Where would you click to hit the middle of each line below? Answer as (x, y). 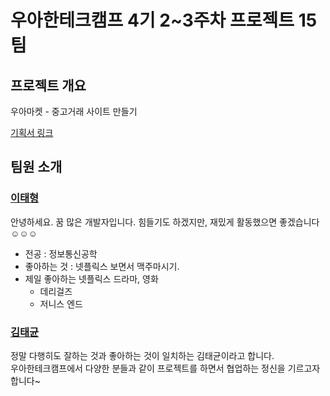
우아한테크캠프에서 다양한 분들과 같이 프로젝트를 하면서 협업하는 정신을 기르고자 (165, 368)
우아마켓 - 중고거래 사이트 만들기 (74, 111)
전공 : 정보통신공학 (61, 253)
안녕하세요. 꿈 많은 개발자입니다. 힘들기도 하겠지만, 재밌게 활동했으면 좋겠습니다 (165, 222)
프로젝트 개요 (48, 85)
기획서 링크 (32, 132)
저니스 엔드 (61, 303)
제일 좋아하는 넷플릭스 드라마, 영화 (91, 278)
